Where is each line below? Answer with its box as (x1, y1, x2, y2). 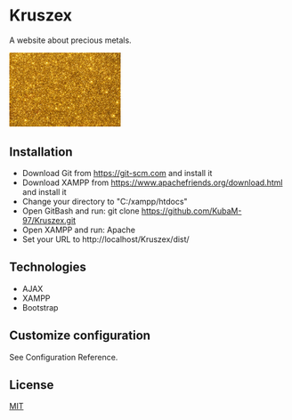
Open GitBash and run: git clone (21, 206, 140, 216)
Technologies (9, 260, 87, 275)
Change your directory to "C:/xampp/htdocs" (21, 196, 189, 206)
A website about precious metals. (9, 35, 132, 45)
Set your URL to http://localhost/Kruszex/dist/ (21, 233, 190, 245)
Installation (9, 144, 73, 159)
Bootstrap (21, 302, 59, 312)
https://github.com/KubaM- (141, 206, 242, 216)
